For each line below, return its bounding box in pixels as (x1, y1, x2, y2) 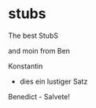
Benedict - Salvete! (8, 91, 71, 101)
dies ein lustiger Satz (19, 76, 88, 86)
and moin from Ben (8, 46, 71, 55)
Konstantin (8, 61, 43, 71)
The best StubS (8, 31, 59, 40)
